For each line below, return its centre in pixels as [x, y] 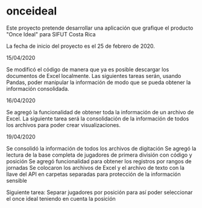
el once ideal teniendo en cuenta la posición [61, 198]
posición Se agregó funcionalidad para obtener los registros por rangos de [99, 161]
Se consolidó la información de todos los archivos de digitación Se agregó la [101, 148]
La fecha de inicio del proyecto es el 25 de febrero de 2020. [81, 46]
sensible [17, 180]
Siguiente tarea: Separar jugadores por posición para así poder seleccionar [99, 192]
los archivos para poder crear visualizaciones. [63, 125]
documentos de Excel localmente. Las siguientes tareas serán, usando [94, 76]
